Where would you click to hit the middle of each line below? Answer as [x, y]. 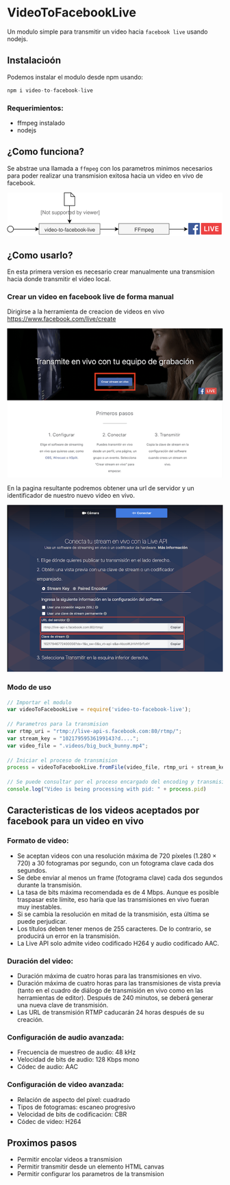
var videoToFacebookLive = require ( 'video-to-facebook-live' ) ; [99, 710]
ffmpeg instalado [41, 123]
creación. [30, 1019]
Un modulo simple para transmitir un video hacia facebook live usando [107, 32]
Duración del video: [40, 961]
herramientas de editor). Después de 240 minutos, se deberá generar [115, 997]
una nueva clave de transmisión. [63, 1005]
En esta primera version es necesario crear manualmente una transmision [111, 272]
